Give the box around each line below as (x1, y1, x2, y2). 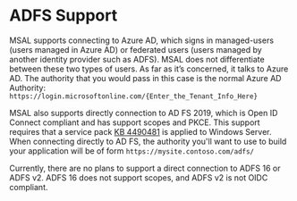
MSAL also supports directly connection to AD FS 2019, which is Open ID (9, 107, 278, 118)
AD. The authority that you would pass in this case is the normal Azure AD (9, 72, 282, 83)
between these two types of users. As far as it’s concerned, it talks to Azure (9, 63, 289, 74)
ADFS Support (9, 5, 118, 26)
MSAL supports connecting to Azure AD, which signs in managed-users (9, 35, 275, 46)
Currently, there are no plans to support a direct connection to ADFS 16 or (9, 163, 281, 173)
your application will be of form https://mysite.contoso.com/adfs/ (9, 145, 255, 156)
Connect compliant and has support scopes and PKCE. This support (9, 117, 261, 128)
